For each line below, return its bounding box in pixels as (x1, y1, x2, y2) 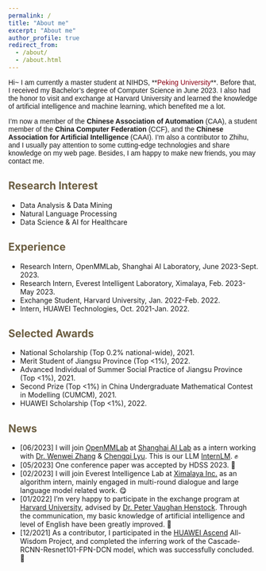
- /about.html (15, 57, 62, 65)
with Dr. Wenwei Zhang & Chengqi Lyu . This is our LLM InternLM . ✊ (19, 452, 239, 461)
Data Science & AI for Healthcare (19, 217, 129, 227)
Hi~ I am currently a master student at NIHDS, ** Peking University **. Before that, (8, 77, 256, 87)
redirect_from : (8, 41, 59, 49)
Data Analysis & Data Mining (19, 200, 113, 209)
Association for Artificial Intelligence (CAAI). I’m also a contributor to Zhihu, (8, 132, 249, 142)
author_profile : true (8, 33, 80, 42)
